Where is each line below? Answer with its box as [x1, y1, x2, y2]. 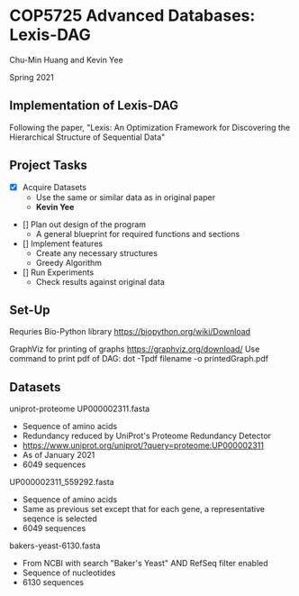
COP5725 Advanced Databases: [9, 5, 256, 26]
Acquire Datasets [22, 181, 87, 192]
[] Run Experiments [22, 267, 95, 278]
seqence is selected [22, 513, 97, 524]
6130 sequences [22, 577, 84, 588]
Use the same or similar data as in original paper [35, 191, 216, 203]
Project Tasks [9, 158, 88, 173]
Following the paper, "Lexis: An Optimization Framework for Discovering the [9, 122, 291, 133]
